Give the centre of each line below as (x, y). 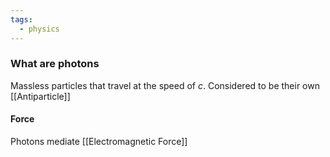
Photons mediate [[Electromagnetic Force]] (99, 141)
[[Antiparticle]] (40, 96)
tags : (21, 19)
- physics (39, 29)
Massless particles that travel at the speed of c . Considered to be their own (165, 85)
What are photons (55, 64)
